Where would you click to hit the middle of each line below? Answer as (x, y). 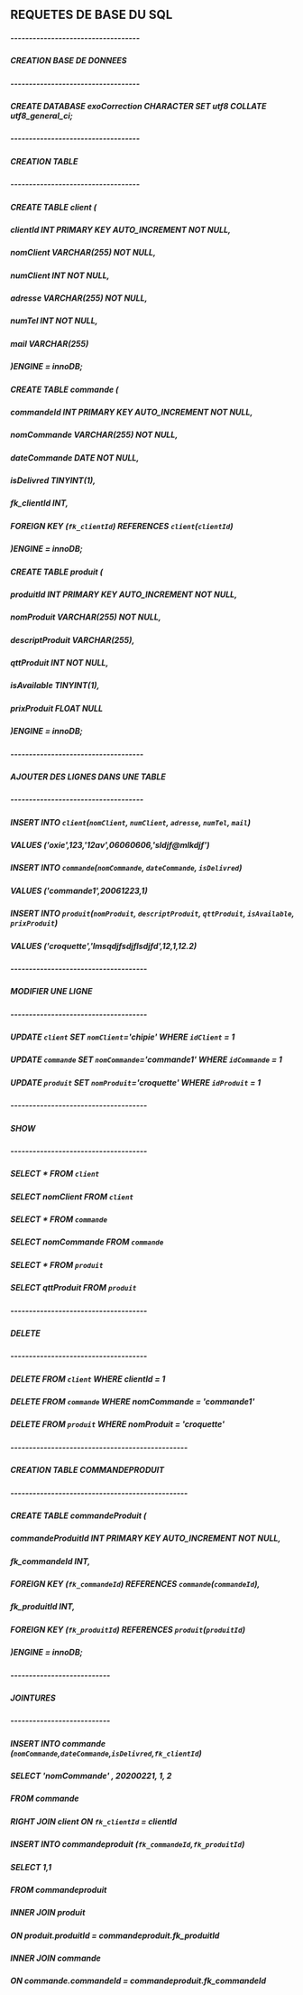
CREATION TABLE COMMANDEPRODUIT (87, 1470)
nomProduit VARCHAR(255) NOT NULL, (86, 617)
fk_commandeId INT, (50, 1561)
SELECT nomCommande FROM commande (87, 1242)
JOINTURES (33, 1698)
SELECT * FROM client (55, 1174)
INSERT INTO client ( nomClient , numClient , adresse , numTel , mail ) (131, 822)
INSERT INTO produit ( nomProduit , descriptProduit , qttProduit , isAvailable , (152, 914)
